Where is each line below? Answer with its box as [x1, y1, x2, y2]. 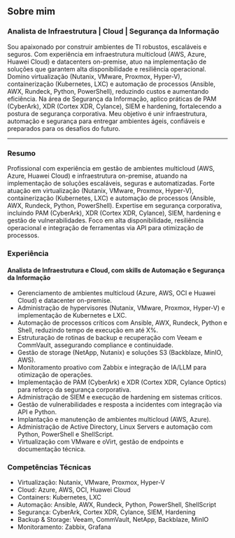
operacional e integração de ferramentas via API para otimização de [7, 223, 204, 232]
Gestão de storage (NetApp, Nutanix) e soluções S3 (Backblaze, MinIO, [17, 348, 223, 357]
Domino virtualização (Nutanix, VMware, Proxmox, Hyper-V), [7, 72, 183, 80]
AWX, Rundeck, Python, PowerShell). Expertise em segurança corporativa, [7, 201, 222, 209]
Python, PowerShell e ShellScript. [17, 430, 114, 439]
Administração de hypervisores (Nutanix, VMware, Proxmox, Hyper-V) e [17, 304, 225, 312]
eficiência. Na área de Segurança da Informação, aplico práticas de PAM [7, 94, 217, 103]
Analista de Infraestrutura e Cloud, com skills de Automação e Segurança [7, 266, 225, 274]
